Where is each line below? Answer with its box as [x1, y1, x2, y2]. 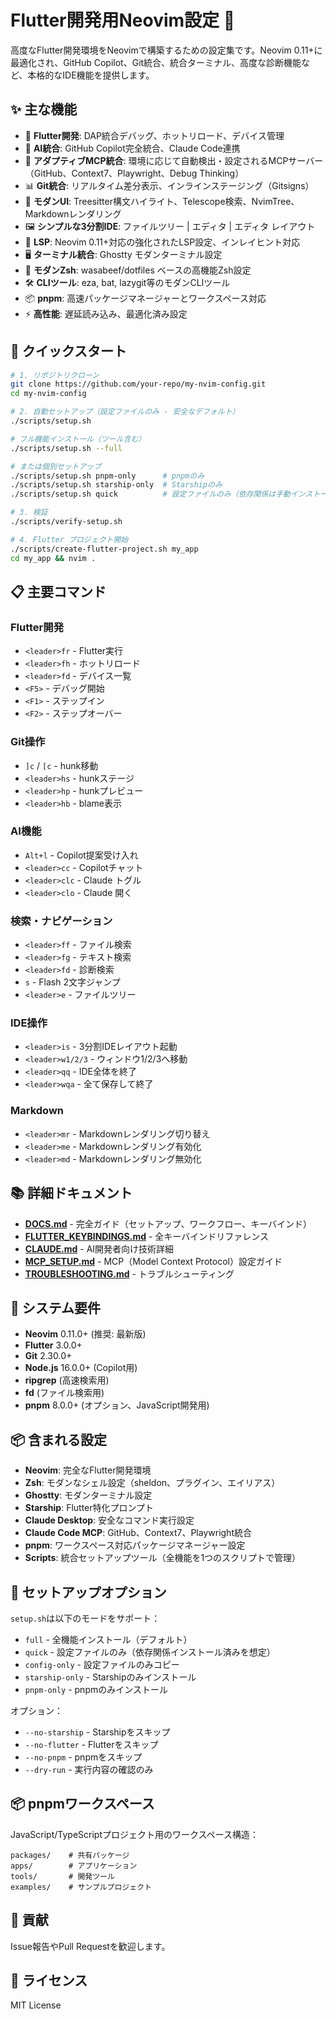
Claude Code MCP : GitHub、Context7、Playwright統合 [24, 1527, 252, 1539]
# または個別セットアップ [10, 461, 102, 471]
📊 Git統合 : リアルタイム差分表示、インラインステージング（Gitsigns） [24, 179, 315, 191]
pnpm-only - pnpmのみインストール [24, 1683, 168, 1695]
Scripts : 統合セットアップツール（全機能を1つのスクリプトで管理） [24, 1552, 302, 1564]
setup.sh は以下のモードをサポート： [10, 1612, 161, 1624]
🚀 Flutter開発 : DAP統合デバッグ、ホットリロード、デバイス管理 [24, 129, 285, 141]
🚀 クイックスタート [10, 343, 128, 360]
